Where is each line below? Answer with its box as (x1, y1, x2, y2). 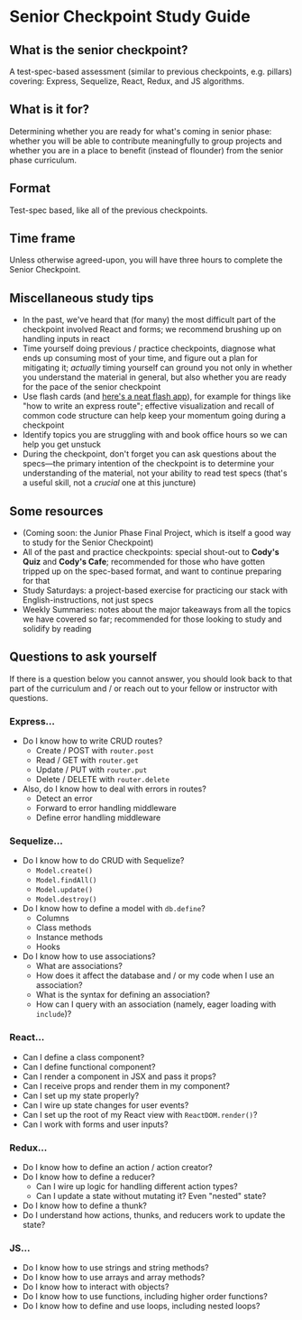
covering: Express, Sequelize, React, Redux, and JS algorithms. (9, 76, 245, 87)
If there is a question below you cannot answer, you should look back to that (9, 673, 293, 684)
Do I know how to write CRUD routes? (22, 735, 163, 746)
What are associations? (35, 961, 124, 972)
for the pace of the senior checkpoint (22, 382, 161, 392)
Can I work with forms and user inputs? (22, 1119, 169, 1130)
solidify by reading (22, 623, 92, 634)
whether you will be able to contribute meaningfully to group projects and (9, 135, 282, 146)
